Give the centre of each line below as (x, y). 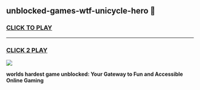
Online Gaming (25, 80)
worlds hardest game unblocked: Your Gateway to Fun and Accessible (95, 74)
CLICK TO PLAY (29, 28)
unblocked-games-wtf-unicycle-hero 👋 (81, 11)
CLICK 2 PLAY (27, 50)
